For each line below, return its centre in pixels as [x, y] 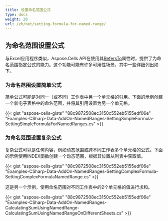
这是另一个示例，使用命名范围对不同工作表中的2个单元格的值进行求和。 [79, 187]
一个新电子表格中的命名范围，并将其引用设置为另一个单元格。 [69, 103]
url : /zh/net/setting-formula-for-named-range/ [56, 24]
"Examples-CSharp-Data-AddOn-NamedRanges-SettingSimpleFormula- [79, 119]
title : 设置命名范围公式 [28, 10]
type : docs [16, 15]
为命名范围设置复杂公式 [33, 138]
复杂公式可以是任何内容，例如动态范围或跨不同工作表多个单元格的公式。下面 [84, 150]
